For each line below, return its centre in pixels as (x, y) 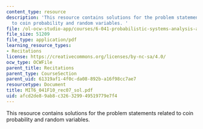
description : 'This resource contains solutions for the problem (90, 17)
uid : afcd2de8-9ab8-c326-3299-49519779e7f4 (62, 96)
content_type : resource (36, 12)
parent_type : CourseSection (42, 74)
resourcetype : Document (36, 85)
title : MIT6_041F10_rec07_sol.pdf (50, 90)
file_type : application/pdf (42, 40)
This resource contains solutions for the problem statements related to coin (100, 113)
